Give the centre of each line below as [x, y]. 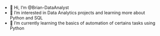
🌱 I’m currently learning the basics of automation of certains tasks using [82, 23]
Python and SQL [26, 18]
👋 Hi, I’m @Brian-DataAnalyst [39, 8]
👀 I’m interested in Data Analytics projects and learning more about [77, 13]
